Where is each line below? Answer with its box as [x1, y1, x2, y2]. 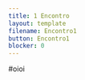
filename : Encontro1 [8, 27, 78, 35]
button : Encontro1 [8, 34, 70, 43]
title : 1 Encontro [8, 11, 70, 20]
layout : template [8, 19, 67, 27]
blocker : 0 [8, 42, 45, 50]
